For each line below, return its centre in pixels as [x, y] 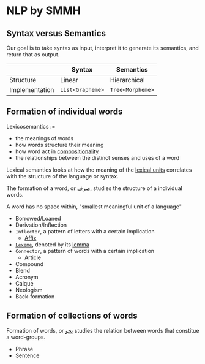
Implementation [32, 90]
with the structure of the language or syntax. [62, 176]
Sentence [27, 355]
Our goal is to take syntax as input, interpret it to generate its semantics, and [102, 48]
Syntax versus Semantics [56, 33]
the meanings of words [44, 138]
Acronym [27, 277]
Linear [69, 80]
